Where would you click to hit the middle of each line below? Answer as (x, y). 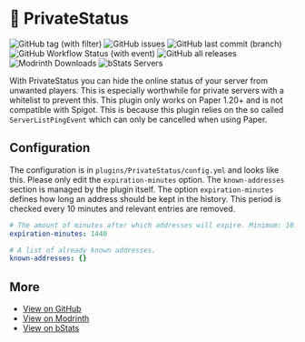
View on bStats (51, 328)
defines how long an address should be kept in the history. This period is (145, 198)
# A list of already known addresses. (83, 250)
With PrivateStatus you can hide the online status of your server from (139, 80)
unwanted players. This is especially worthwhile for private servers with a (147, 90)
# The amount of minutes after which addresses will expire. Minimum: (146, 225)
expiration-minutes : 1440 (58, 234)
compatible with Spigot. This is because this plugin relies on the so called (147, 109)
